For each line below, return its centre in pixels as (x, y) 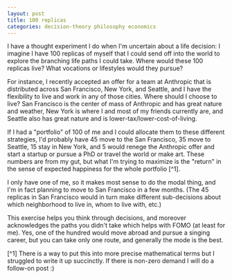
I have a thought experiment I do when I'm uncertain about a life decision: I (114, 46)
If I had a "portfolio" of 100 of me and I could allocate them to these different (116, 132)
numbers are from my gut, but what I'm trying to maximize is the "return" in (114, 162)
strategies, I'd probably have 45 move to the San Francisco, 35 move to (109, 139)
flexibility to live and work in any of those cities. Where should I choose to (112, 96)
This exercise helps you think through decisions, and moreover (97, 218)
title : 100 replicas (37, 20)
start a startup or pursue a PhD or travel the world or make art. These (106, 154)
